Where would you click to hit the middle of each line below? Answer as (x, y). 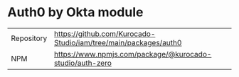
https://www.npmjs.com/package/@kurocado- (133, 54)
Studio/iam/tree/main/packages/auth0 (118, 42)
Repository (29, 38)
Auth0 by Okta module (75, 12)
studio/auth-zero (83, 63)
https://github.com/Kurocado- (105, 34)
